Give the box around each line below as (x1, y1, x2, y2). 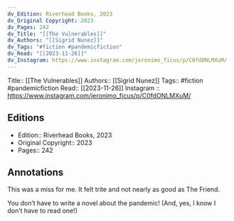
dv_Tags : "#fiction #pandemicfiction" (7, 43, 122, 50)
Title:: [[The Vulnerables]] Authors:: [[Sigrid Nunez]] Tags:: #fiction (7, 76, 203, 85)
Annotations (7, 166, 64, 178)
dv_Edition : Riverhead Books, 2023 (7, 10, 113, 18)
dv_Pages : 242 (7, 23, 50, 31)
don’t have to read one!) (7, 207, 78, 215)
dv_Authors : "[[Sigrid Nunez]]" (7, 37, 103, 44)
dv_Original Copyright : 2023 (7, 17, 94, 24)
